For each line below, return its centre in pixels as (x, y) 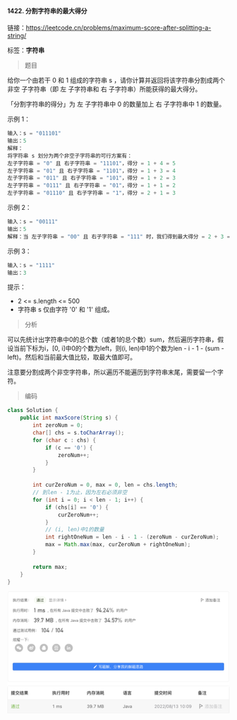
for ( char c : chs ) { (65, 440)
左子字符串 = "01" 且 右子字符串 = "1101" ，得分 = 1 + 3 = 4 (92, 171)
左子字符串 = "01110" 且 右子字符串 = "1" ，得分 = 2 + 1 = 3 (92, 193)
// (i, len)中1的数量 (74, 530)
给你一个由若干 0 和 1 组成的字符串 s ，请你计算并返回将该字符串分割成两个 (116, 81)
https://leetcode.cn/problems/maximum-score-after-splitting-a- (119, 28)
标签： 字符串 (26, 50)
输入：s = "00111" (33, 222)
